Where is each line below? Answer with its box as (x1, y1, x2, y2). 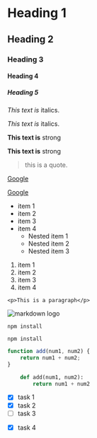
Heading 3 (7, 54, 44, 64)
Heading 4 (7, 72, 39, 81)
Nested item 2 (28, 239, 69, 248)
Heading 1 (7, 5, 67, 21)
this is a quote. (24, 161, 68, 169)
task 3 (17, 409, 36, 417)
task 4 (17, 423, 37, 432)
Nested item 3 (28, 247, 69, 255)
